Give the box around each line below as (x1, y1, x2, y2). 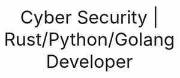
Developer (46, 50, 133, 73)
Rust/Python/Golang (4, 28, 175, 50)
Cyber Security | (20, 6, 159, 28)
